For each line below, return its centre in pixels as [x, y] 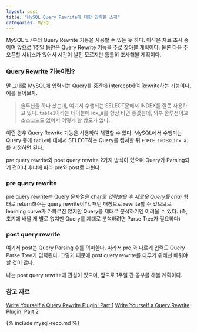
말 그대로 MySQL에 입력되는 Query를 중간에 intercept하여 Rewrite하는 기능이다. [98, 86]
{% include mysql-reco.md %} [43, 323]
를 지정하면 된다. [25, 147]
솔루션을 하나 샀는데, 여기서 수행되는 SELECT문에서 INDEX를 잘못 [96, 105]
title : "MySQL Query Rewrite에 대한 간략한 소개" [63, 17]
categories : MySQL [29, 22]
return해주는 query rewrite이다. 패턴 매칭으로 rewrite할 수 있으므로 [94, 203]
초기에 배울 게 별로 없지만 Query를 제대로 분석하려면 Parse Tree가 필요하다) [94, 218]
